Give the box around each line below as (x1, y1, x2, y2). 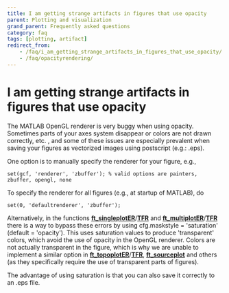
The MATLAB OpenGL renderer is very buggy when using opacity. (7, 122, 194, 130)
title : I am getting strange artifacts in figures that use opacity (7, 10, 207, 17)
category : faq (7, 29, 48, 36)
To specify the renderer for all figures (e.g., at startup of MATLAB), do (7, 188, 204, 197)
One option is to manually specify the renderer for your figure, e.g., (7, 157, 197, 165)
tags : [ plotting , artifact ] (7, 36, 88, 43)
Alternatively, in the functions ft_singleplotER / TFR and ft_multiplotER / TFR (7, 214, 218, 222)
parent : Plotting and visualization (7, 17, 112, 23)
